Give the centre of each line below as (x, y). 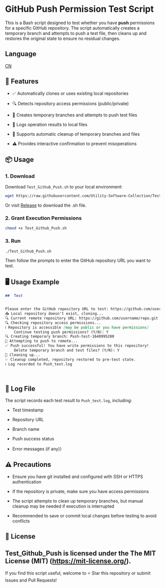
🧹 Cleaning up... (23, 355)
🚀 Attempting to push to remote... (41, 341)
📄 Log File (20, 388)
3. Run (13, 241)
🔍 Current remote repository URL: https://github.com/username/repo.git (82, 318)
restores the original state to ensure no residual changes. (63, 38)
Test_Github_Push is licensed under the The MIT (81, 553)
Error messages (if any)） (38, 449)
